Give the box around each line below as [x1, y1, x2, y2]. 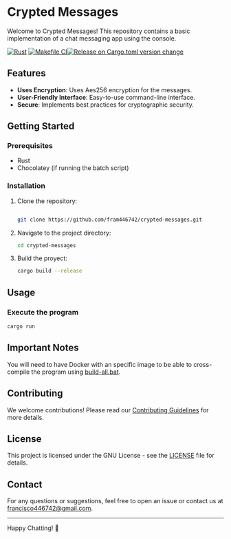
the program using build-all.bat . [31, 368, 121, 376]
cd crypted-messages [16, 242, 76, 249]
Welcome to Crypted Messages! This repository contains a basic [7, 27, 190, 35]
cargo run [7, 323, 36, 330]
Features [7, 67, 46, 79]
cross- [193, 360, 212, 368]
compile [7, 368, 30, 376]
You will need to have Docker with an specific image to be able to [7, 360, 192, 368]
